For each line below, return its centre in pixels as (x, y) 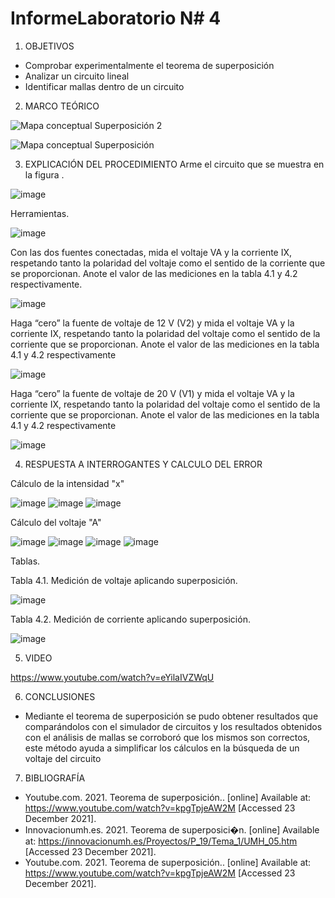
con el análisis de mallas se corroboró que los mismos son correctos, (167, 737)
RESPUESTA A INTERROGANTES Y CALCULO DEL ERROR (143, 464)
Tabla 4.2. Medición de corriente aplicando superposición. (130, 619)
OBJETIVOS (49, 46)
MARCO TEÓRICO (62, 106)
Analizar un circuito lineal (77, 76)
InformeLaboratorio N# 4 (116, 18)
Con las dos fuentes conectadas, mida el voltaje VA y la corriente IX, (151, 252)
